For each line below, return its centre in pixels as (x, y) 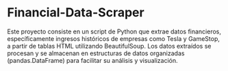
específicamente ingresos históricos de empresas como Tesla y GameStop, (114, 38)
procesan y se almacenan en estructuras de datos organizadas (96, 53)
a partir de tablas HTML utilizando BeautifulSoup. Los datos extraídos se (109, 46)
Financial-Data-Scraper (76, 13)
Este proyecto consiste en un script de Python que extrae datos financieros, (114, 31)
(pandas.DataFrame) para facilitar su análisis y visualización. (92, 60)
